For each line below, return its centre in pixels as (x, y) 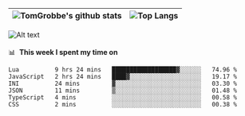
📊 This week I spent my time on (63, 52)
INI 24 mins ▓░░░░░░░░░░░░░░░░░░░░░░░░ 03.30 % (123, 83)
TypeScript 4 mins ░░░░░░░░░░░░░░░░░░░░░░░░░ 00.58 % (123, 98)
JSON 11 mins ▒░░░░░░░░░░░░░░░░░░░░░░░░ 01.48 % (123, 91)
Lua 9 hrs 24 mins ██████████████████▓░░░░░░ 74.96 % (123, 70)
